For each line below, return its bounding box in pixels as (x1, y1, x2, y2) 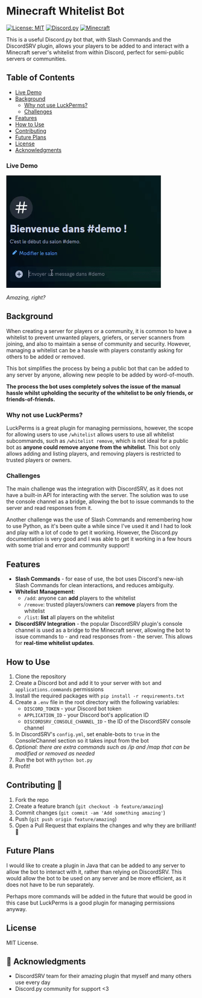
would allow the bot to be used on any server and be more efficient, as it (6, 874, 186, 882)
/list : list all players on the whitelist (24, 614, 115, 621)
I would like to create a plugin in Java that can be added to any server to (6, 862, 186, 869)
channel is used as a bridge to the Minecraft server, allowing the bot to (14, 626, 191, 634)
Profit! (14, 763, 31, 770)
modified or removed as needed (14, 750, 95, 757)
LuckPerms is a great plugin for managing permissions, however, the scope (6, 424, 194, 432)
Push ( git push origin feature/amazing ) (14, 815, 117, 822)
